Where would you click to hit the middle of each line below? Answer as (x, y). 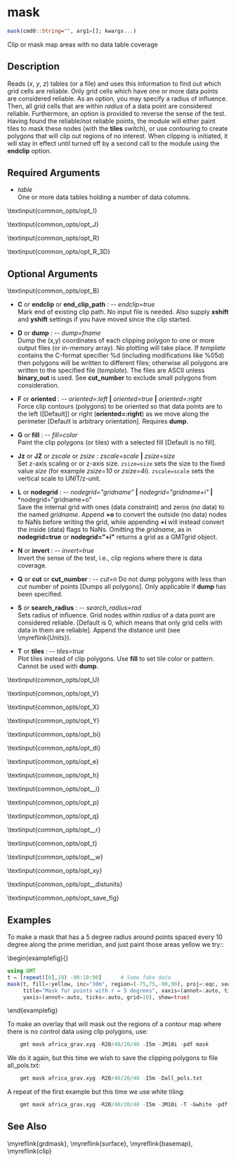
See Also (27, 1126)
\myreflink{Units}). (44, 638)
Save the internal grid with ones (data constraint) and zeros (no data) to (121, 507)
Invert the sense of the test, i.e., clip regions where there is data (110, 558)
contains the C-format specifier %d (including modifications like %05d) (121, 355)
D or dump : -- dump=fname (59, 333)
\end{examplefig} (33, 1011)
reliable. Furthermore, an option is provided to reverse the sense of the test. (117, 113)
